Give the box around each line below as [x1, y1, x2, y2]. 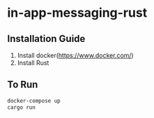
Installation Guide [7, 33, 86, 45]
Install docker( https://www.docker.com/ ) [17, 51, 134, 59]
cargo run [7, 103, 36, 111]
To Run [7, 79, 38, 91]
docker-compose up [7, 97, 61, 104]
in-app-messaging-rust [7, 5, 148, 21]
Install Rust [17, 59, 49, 67]
